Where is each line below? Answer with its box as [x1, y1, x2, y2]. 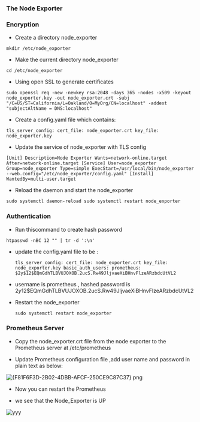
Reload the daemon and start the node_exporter [14, 187, 134, 194]
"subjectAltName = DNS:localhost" [6, 106, 93, 112]
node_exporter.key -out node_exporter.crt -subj [6, 95, 130, 101]
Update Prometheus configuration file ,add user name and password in [14, 355, 190, 363]
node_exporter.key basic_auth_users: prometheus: [14, 265, 142, 271]
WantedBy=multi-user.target [6, 176, 77, 182]
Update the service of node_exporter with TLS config [14, 143, 147, 151]
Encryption [6, 20, 40, 28]
